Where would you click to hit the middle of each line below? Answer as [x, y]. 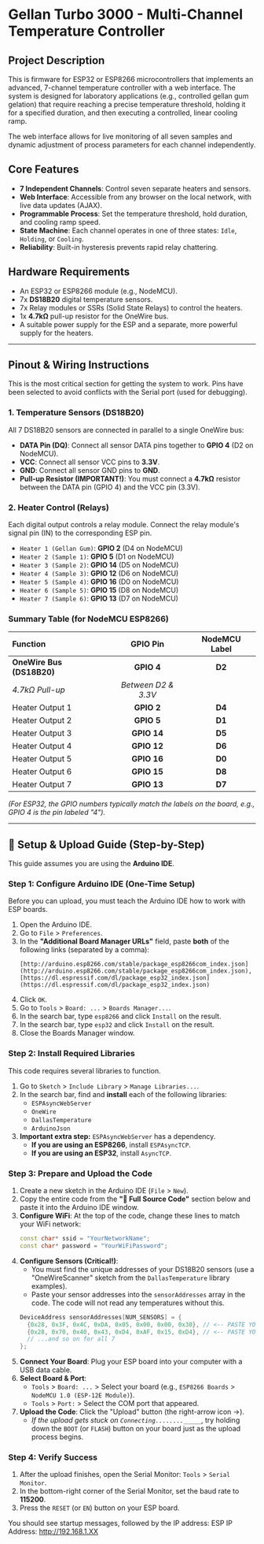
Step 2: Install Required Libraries [71, 1054]
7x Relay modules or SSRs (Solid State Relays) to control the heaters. [131, 307]
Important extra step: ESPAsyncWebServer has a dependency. [117, 1136]
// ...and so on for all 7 [71, 1339]
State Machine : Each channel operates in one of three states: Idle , [128, 230]
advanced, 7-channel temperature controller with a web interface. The [122, 87]
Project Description [57, 60]
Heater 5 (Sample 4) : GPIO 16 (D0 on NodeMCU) [99, 582]
